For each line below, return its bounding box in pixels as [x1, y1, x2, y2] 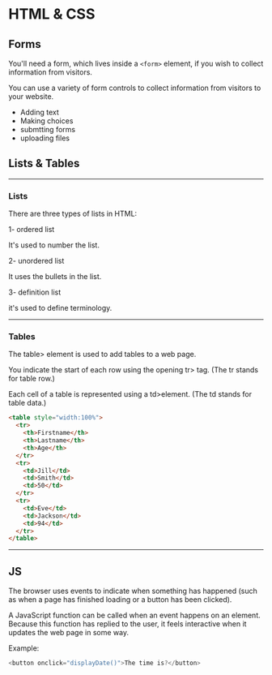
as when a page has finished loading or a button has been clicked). [8, 595, 232, 604]
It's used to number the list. [8, 240, 100, 250]
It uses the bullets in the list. [8, 272, 102, 282]
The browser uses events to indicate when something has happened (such [8, 586, 257, 596]
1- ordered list [8, 225, 55, 234]
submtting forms [19, 125, 75, 134]
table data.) [8, 398, 47, 408]
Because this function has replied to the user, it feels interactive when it [8, 619, 247, 629]
